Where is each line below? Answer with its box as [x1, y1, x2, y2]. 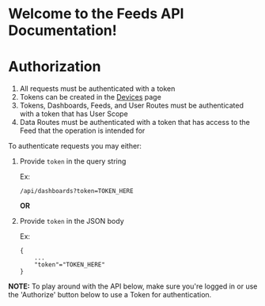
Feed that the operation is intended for [19, 126, 146, 135]
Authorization [8, 58, 101, 76]
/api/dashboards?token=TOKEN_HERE [19, 187, 134, 195]
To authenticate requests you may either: [8, 142, 142, 151]
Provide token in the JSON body [19, 217, 124, 226]
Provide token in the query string [19, 157, 127, 166]
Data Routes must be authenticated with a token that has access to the [19, 118, 251, 127]
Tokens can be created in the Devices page [19, 93, 162, 102]
